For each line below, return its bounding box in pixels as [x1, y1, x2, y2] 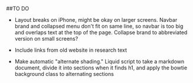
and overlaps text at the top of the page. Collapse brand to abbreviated [14, 29, 188, 36]
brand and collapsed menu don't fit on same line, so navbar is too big [14, 23, 184, 29]
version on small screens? [14, 35, 78, 42]
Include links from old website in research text [14, 47, 127, 54]
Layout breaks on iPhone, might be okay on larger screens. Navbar [14, 16, 178, 23]
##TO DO [6, 5, 30, 12]
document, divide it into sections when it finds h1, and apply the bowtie [14, 64, 188, 71]
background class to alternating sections [14, 71, 114, 77]
